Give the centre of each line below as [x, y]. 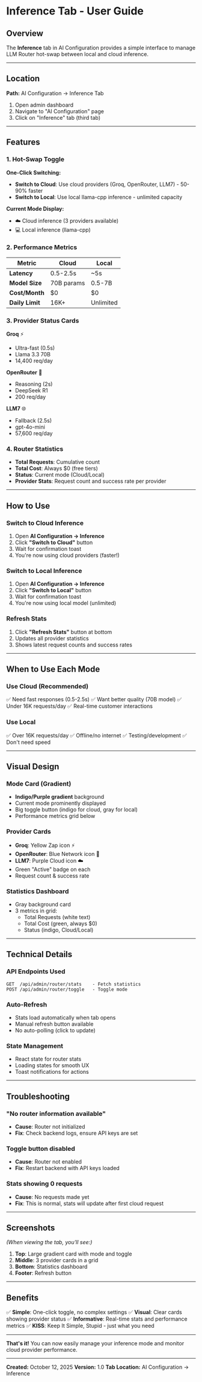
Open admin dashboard [44, 105]
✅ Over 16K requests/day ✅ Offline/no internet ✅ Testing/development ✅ [97, 735]
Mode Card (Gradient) [39, 784]
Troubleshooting [38, 1096]
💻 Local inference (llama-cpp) [53, 229]
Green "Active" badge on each [53, 869]
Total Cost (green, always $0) [60, 923]
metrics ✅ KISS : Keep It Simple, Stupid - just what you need [80, 1326]
